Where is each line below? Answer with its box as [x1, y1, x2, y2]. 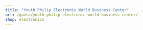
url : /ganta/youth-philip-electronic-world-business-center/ [5, 12, 138, 17]
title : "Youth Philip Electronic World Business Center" [5, 7, 129, 13]
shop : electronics [5, 17, 44, 22]
